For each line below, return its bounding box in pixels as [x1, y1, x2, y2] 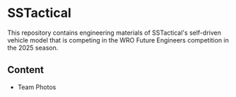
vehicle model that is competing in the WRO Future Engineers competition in [7, 35, 230, 44]
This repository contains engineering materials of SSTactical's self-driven [7, 28, 221, 37]
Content [7, 64, 45, 76]
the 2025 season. [7, 43, 59, 52]
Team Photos [17, 83, 57, 91]
